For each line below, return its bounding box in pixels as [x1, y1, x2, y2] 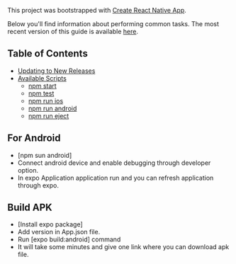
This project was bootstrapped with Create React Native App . [7, 6, 186, 14]
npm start [28, 81, 57, 90]
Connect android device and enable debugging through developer [17, 159, 211, 167]
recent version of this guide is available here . [7, 28, 139, 35]
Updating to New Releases [17, 67, 96, 75]
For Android [7, 132, 61, 144]
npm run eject [28, 111, 69, 120]
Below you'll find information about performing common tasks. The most [7, 20, 220, 28]
